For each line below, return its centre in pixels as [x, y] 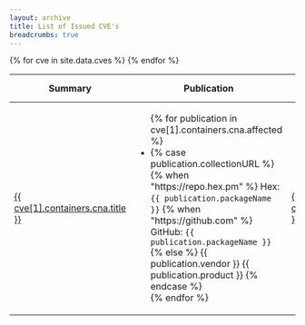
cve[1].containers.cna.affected [216, 130]
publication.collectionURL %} [212, 164]
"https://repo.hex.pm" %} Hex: [215, 187]
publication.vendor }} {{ [200, 264]
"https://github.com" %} [202, 221]
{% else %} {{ [179, 252]
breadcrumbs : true [44, 34]
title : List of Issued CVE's [64, 26]
